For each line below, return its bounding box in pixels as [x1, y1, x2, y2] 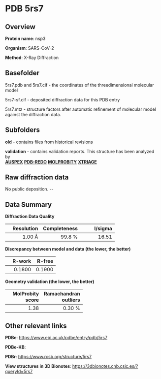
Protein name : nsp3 [5, 35, 46, 41]
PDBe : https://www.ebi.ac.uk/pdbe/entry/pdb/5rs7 [5, 335, 107, 341]
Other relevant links [5, 321, 67, 330]
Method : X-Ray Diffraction [5, 55, 59, 61]
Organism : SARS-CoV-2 [5, 45, 54, 51]
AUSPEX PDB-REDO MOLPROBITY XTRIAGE [5, 158, 97, 165]
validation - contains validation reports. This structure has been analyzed [5, 148, 155, 154]
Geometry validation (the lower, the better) [5, 279, 95, 284]
